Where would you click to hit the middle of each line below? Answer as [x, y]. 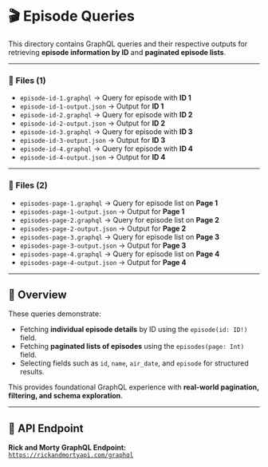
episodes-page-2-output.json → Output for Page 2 [102, 228]
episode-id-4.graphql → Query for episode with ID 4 [106, 148]
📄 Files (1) [27, 80]
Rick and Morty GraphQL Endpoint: [67, 448]
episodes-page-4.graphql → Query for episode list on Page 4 [120, 254]
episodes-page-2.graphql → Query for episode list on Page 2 [119, 220]
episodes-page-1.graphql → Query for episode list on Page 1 [118, 203]
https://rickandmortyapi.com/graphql [71, 455]
